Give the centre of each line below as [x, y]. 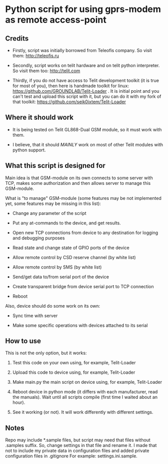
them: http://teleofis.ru [36, 56]
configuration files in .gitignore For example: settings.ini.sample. [71, 456]
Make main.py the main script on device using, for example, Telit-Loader [87, 382]
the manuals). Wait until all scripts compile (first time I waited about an [85, 397]
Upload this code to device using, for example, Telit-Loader [74, 372]
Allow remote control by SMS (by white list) [57, 267]
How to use [23, 341]
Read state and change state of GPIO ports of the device [71, 248]
